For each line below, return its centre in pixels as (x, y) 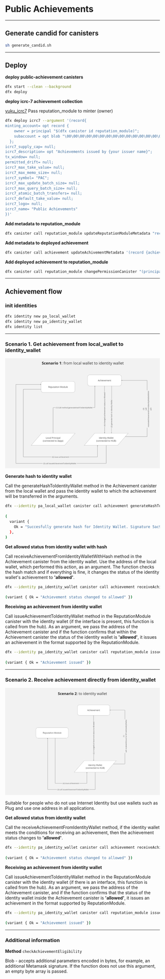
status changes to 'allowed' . (34, 838)
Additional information (33, 941)
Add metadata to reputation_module (43, 223)
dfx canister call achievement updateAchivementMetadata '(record (74, 253)
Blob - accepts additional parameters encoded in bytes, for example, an (78, 961)
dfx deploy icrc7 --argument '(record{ (46, 121)
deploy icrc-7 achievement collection (44, 102)
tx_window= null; (23, 157)
